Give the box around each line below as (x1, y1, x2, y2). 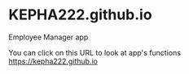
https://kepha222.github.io (8, 56, 98, 66)
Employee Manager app (8, 32, 89, 42)
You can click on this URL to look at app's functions (8, 47, 182, 57)
